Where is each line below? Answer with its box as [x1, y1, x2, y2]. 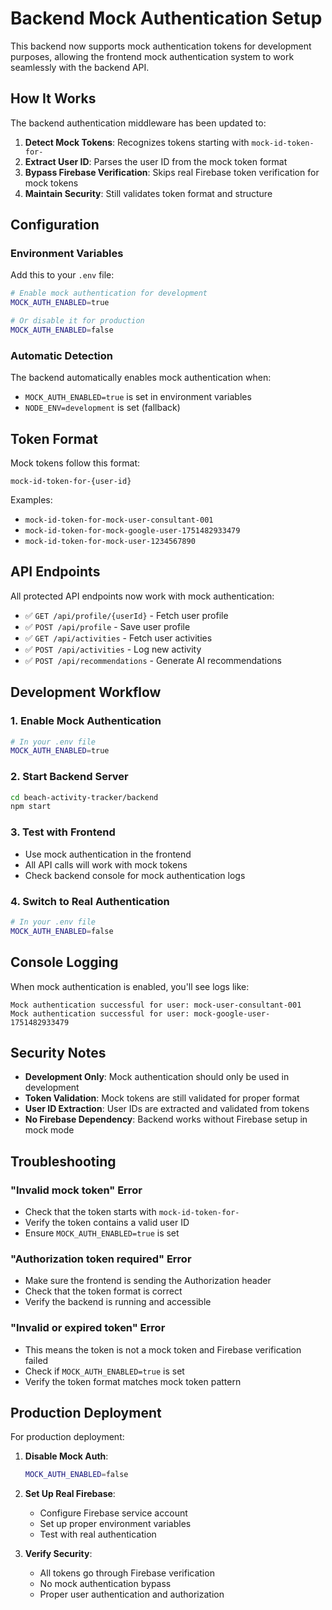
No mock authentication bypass [39, 1578, 172, 1590]
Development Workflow [10, 684, 162, 701]
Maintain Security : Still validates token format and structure [24, 187, 273, 199]
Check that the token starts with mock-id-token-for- [24, 1206, 240, 1217]
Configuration [10, 217, 100, 234]
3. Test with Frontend [10, 825, 116, 839]
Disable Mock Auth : [24, 1450, 109, 1462]
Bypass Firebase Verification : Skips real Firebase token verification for [24, 166, 320, 178]
